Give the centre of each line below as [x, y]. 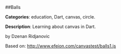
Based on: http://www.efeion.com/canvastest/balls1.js [61, 46]
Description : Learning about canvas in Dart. [50, 26]
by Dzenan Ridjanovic [27, 36]
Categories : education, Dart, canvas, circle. [50, 17]
